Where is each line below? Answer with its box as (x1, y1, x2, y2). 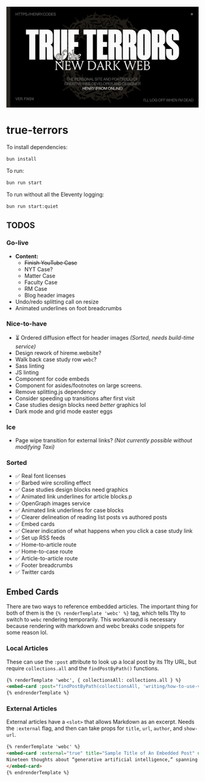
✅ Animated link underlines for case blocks (15, 506, 124, 514)
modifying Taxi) (15, 444, 55, 451)
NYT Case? (24, 265, 53, 272)
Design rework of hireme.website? (15, 349, 102, 356)
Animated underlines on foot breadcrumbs (15, 304, 122, 312)
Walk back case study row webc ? (15, 356, 97, 363)
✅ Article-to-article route (15, 555, 78, 562)
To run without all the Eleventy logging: (6, 191, 105, 198)
